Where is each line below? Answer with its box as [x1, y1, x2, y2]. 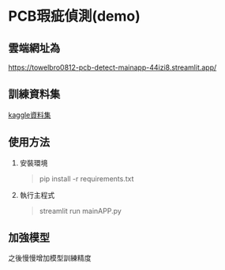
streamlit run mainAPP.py [39, 206, 122, 215]
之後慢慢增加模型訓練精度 [8, 253, 92, 263]
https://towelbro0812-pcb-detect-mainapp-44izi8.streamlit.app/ [8, 63, 217, 72]
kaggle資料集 [8, 110, 51, 120]
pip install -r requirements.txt [39, 173, 134, 183]
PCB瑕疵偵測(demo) [8, 7, 141, 25]
